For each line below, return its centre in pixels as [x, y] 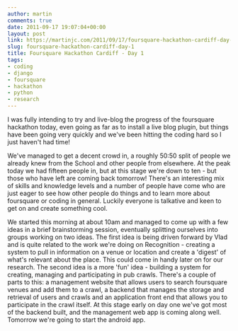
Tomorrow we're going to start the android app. [76, 320]
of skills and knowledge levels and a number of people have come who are [117, 186]
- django [20, 73]
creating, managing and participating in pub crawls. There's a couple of [112, 274]
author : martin [30, 14]
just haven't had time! [39, 142]
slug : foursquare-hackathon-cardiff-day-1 [71, 47]
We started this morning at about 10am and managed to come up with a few [118, 222]
